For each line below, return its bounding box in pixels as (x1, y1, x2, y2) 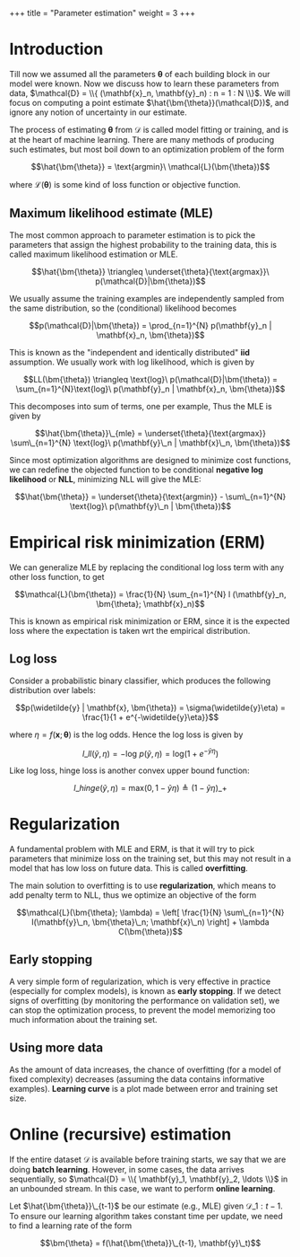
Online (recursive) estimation (9, 1124, 232, 1144)
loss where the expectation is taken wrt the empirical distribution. (9, 625, 251, 636)
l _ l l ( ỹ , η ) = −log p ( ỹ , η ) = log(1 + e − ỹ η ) (81, 746, 219, 759)
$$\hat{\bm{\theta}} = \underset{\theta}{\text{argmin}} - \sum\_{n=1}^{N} (14, 491, 287, 502)
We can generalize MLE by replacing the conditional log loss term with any (9, 561, 285, 573)
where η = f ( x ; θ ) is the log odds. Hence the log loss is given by (9, 729, 244, 740)
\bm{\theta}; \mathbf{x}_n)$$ (96, 598, 205, 609)
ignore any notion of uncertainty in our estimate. (9, 107, 188, 118)
